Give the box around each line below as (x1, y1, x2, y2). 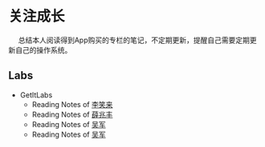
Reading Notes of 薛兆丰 (31, 109, 113, 119)
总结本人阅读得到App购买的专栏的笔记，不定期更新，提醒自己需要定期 (18, 35, 251, 45)
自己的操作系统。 (14, 45, 72, 54)
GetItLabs (19, 89, 53, 100)
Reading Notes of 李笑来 (31, 99, 113, 109)
